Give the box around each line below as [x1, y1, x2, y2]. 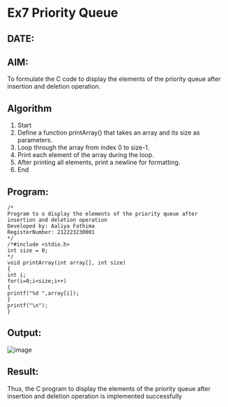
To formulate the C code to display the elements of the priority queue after [7, 75, 221, 83]
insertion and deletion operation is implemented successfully [7, 392, 183, 400]
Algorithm [7, 103, 52, 114]
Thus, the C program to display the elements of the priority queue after [7, 384, 211, 392]
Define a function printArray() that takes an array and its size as [17, 128, 200, 137]
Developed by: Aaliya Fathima [7, 223, 96, 230]
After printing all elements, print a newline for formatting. [17, 158, 181, 167]
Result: [7, 366, 39, 378]
